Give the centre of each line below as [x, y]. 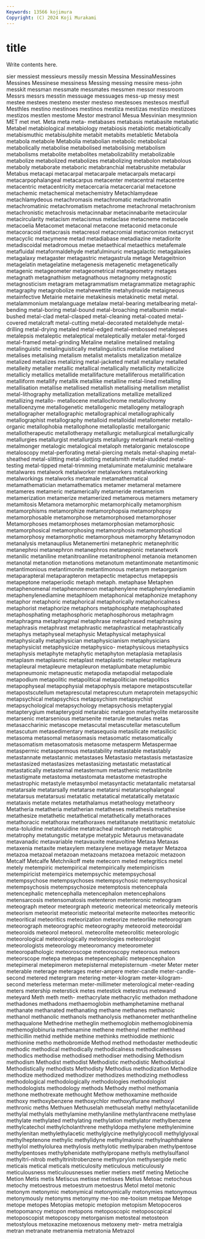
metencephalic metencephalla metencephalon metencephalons [86, 894]
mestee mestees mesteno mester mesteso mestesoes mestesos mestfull [98, 103]
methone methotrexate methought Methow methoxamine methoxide [92, 1095]
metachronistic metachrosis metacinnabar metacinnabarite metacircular [97, 213]
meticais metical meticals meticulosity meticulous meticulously [85, 1166]
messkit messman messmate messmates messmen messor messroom [95, 90]
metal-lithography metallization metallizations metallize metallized [89, 394]
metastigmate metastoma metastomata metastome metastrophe [87, 777]
